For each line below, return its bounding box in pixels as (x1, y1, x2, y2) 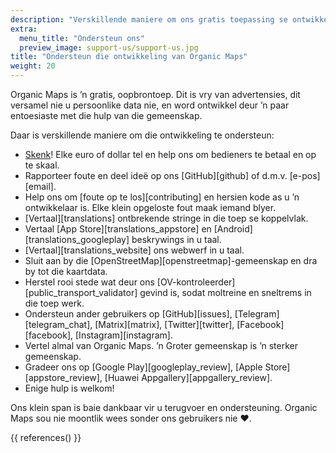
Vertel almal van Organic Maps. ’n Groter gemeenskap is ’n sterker (24, 340, 299, 351)
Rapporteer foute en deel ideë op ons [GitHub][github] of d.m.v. (24, 170, 288, 181)
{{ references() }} (10, 432, 82, 443)
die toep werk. (24, 297, 85, 309)
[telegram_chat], (24, 319, 93, 330)
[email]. (24, 181, 57, 192)
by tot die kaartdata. (24, 266, 108, 277)
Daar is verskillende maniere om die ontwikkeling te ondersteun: (10, 129, 275, 141)
